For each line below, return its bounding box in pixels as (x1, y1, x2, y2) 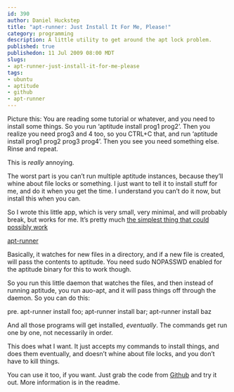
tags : (7, 69, 23, 76)
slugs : (7, 56, 27, 63)
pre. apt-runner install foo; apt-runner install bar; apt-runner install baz (7, 308, 212, 315)
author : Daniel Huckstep (7, 17, 80, 24)
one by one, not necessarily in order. (7, 329, 114, 336)
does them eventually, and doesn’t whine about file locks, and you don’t (7, 350, 216, 358)
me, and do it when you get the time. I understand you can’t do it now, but (7, 187, 221, 195)
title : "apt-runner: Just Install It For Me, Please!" (7, 23, 171, 30)
